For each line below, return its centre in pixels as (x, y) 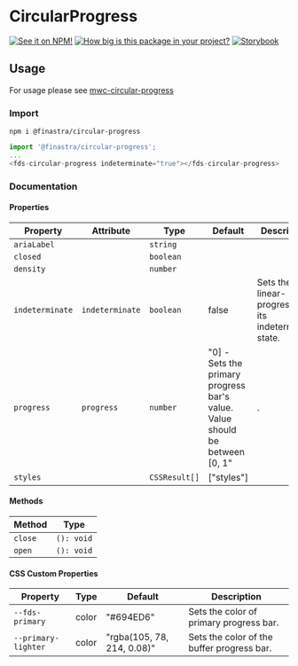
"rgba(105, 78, (137, 638)
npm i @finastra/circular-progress (75, 132)
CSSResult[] (174, 477)
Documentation (43, 186)
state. (269, 337)
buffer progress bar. (230, 648)
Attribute (111, 231)
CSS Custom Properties (54, 573)
